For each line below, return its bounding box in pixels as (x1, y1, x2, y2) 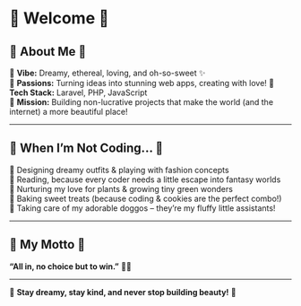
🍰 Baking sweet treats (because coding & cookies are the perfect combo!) (9, 193, 282, 204)
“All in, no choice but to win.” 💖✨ (9, 260, 132, 272)
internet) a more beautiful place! (9, 107, 128, 117)
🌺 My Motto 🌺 (9, 237, 86, 252)
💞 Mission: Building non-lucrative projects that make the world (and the (9, 97, 274, 107)
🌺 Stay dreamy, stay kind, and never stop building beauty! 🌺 (9, 286, 236, 297)
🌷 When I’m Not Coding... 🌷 (9, 141, 164, 156)
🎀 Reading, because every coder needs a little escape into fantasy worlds (9, 174, 281, 185)
